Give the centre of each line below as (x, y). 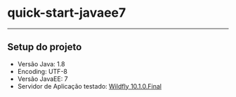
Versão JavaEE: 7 (42, 79)
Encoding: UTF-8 (42, 71)
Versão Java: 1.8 (41, 64)
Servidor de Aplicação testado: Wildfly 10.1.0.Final (89, 86)
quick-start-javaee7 (67, 13)
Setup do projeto (45, 47)
